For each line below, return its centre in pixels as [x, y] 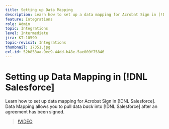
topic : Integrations [27, 29]
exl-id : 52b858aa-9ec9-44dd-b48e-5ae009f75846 [55, 52]
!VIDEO [25, 121]
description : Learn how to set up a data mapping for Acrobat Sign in [81, 15]
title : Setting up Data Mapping [39, 10]
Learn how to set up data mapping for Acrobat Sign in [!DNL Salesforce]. [80, 101]
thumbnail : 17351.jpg [28, 47]
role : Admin [18, 24]
